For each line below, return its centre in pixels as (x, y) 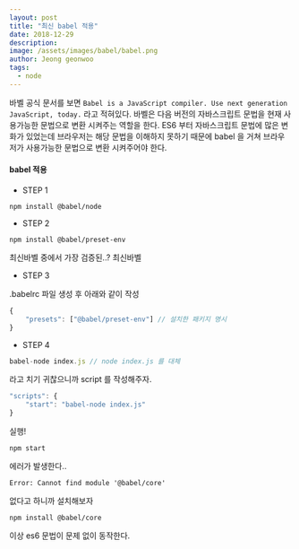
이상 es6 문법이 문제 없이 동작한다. (70, 536)
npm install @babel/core (56, 518)
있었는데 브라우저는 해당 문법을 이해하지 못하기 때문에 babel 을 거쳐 (143, 136)
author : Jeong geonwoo (51, 59)
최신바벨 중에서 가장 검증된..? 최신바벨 (75, 257)
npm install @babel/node (56, 206)
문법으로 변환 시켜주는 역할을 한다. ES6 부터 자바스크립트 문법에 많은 (159, 125)
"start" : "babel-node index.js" (85, 405)
